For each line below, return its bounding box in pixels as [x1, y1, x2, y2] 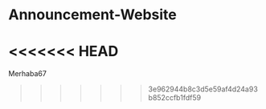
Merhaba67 [8, 69, 47, 79]
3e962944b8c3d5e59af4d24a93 [148, 84, 259, 94]
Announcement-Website [8, 6, 177, 24]
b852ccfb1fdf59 [148, 93, 202, 103]
